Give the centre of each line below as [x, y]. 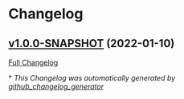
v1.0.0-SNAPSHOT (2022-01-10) [92, 44]
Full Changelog [33, 62]
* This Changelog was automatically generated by [92, 78]
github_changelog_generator [56, 86]
